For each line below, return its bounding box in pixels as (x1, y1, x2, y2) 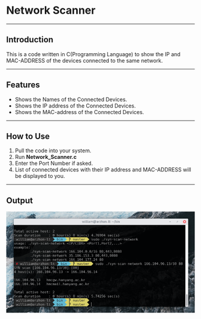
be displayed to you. (14, 173, 65, 180)
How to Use (6, 131, 50, 141)
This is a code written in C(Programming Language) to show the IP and (6, 50, 181, 57)
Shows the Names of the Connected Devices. (14, 96, 127, 103)
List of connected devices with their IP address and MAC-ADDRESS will (14, 166, 191, 173)
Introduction (6, 35, 54, 45)
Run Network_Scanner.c (14, 154, 77, 161)
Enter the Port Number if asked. (14, 159, 93, 167)
